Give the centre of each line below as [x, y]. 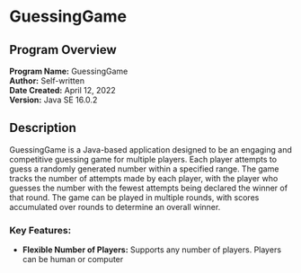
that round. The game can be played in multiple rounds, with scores [134, 197]
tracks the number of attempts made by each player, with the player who [144, 178]
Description [43, 128]
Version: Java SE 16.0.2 [53, 100]
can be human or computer [73, 260]
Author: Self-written [47, 81]
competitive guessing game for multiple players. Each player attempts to [143, 159]
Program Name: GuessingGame [69, 71]
